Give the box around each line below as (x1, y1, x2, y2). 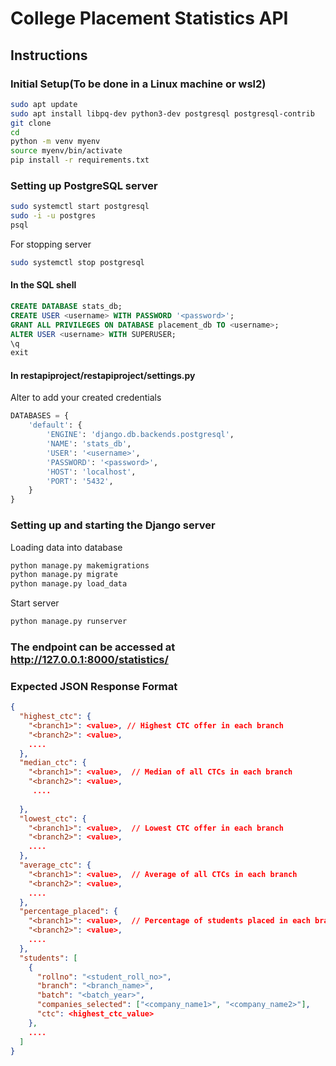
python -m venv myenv (10, 137, 101, 147)
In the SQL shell (10, 279, 77, 291)
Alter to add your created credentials (10, 392, 162, 404)
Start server (10, 597, 60, 609)
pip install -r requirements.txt (10, 155, 150, 166)
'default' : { (28, 420, 83, 431)
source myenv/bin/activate (10, 146, 123, 156)
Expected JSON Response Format (10, 679, 178, 693)
